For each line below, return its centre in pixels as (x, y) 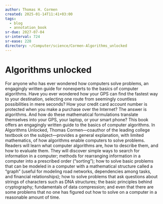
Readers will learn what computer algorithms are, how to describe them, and (82, 145)
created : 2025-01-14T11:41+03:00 (39, 14)
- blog (16, 23)
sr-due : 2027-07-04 (25, 32)
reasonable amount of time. (33, 197)
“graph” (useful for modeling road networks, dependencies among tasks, (78, 171)
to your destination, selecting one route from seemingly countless (71, 99)
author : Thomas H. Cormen (31, 9)
